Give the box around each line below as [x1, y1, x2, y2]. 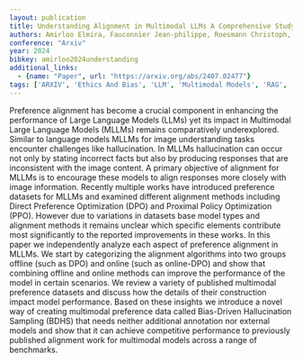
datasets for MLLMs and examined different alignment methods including [9, 191, 280, 202]
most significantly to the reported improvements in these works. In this [9, 229, 271, 240]
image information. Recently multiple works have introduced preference [9, 181, 275, 192]
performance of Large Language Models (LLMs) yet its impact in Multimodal [9, 114, 292, 125]
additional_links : [9, 64, 78, 73]
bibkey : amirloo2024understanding [9, 55, 139, 64]
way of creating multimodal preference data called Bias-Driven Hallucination [9, 305, 292, 316]
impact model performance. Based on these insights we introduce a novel [9, 296, 283, 307]
